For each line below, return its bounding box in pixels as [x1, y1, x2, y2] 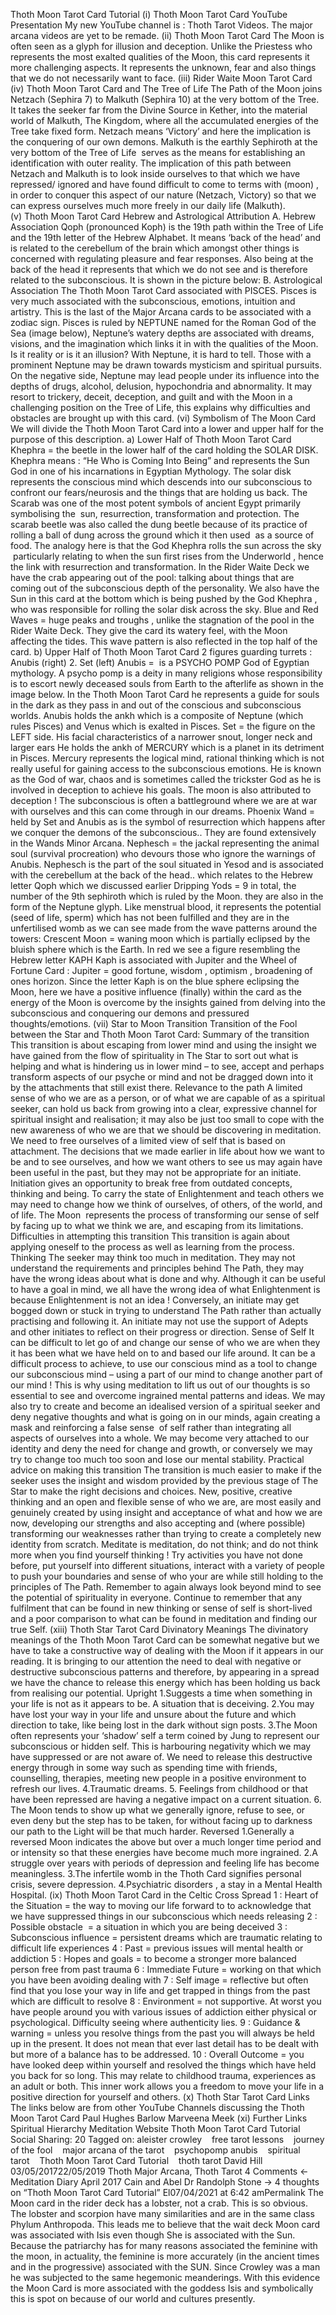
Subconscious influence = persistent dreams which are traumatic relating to [10, 1932, 323, 1943]
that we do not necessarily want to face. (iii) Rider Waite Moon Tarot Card [10, 72, 313, 84]
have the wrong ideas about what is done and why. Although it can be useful [10, 1273, 326, 1284]
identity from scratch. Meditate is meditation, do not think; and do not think [10, 1539, 319, 1550]
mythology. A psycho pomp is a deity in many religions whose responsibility [10, 667, 323, 679]
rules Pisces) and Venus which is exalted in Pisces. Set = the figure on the [10, 720, 316, 732]
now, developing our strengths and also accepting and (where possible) [10, 1517, 306, 1529]
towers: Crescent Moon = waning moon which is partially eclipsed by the [10, 933, 311, 944]
